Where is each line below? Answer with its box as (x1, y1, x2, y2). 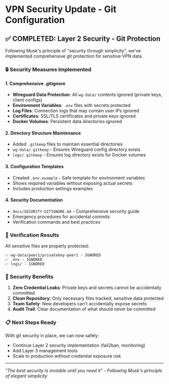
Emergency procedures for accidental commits (12, 213, 110, 220)
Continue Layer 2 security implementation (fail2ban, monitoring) (12, 342, 146, 348)
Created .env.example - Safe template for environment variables (12, 175, 145, 181)
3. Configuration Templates (5, 163, 64, 170)
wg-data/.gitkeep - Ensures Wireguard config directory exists (12, 146, 141, 152)
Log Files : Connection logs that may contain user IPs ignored (12, 107, 139, 114)
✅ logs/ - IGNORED (5, 261, 45, 267)
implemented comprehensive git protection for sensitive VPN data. (5, 53, 143, 59)
